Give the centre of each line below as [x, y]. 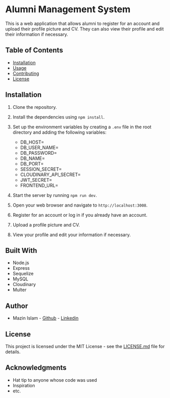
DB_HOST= [32, 142]
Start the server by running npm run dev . [55, 195]
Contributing [26, 73]
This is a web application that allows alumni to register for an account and [82, 23]
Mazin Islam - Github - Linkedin [46, 318]
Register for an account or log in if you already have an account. [80, 215]
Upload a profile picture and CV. [46, 224]
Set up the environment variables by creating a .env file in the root [82, 127]
